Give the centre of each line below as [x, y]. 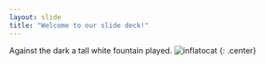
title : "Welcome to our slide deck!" [79, 25]
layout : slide [36, 17]
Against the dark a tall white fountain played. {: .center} [133, 50]
